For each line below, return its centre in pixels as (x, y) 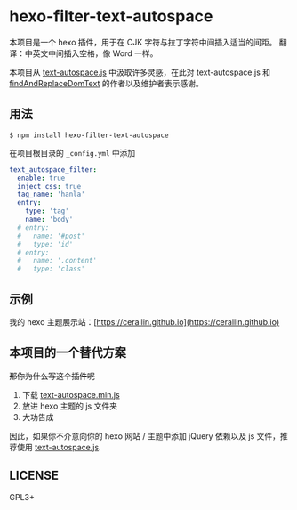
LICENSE (34, 476)
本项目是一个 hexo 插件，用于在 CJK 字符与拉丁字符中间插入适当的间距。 (143, 42)
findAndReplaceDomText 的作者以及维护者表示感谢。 (106, 83)
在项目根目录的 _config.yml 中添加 (72, 152)
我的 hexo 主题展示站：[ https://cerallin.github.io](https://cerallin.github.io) (144, 321)
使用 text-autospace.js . (59, 447)
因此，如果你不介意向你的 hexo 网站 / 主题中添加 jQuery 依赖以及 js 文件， (145, 436)
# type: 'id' (45, 244)
